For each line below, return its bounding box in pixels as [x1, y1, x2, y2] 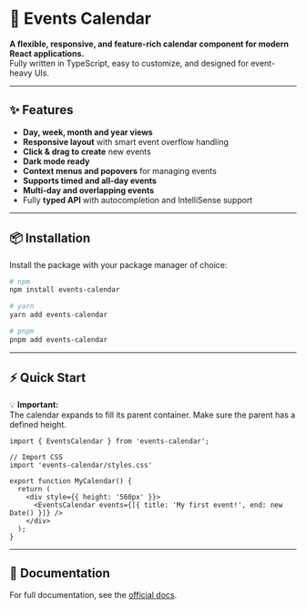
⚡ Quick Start [9, 370, 87, 386]
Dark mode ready [22, 155, 90, 167]
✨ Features [9, 102, 74, 118]
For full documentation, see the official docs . [9, 590, 178, 601]
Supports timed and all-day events [22, 175, 158, 186]
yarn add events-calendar [9, 310, 107, 320]
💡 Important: [9, 398, 59, 409]
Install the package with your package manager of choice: [9, 259, 228, 270]
